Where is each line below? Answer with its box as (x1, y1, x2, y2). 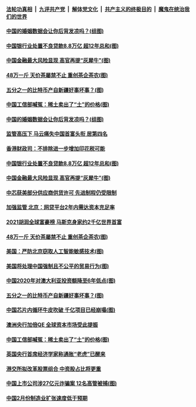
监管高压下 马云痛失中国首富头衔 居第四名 (6, 131, 108, 138)
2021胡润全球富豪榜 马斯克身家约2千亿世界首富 (6, 218, 122, 225)
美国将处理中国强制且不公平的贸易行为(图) (6, 262, 109, 269)
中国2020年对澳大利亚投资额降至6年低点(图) (6, 277, 116, 284)
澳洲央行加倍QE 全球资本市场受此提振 (6, 321, 98, 329)
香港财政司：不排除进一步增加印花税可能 (6, 145, 105, 152)
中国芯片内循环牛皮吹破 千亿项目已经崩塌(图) (6, 306, 116, 314)
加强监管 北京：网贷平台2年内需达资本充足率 (6, 203, 115, 211)
